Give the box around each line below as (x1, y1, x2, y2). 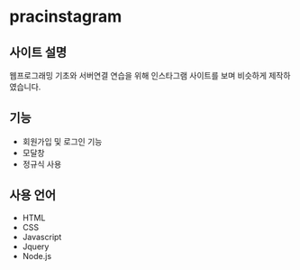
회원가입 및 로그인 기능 (22, 135, 103, 146)
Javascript (22, 231, 62, 242)
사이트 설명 (9, 44, 68, 60)
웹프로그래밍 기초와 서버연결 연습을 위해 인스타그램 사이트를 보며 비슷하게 (9, 70, 268, 80)
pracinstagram (9, 6, 123, 27)
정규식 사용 (22, 158, 62, 169)
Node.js (22, 250, 52, 261)
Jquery (22, 241, 50, 252)
